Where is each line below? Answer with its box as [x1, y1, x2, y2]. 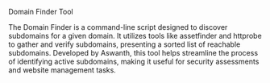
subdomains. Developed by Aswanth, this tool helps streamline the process [8, 48, 259, 57]
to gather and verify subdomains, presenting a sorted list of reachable [8, 39, 241, 49]
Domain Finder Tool [8, 7, 74, 16]
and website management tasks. [8, 65, 117, 75]
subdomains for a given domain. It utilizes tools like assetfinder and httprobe [8, 31, 262, 40]
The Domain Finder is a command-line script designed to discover [8, 23, 228, 31]
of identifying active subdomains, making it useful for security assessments [8, 56, 260, 66]
